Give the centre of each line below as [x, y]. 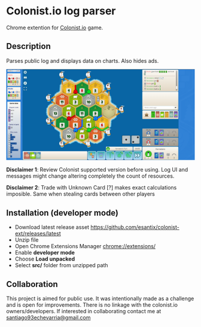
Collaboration [32, 284]
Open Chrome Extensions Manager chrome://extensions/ [85, 246]
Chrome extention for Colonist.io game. [55, 27]
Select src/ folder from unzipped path [62, 265]
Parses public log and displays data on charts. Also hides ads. [83, 60]
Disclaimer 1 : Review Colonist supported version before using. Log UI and [97, 170]
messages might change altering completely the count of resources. [90, 176]
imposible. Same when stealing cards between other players [81, 194]
